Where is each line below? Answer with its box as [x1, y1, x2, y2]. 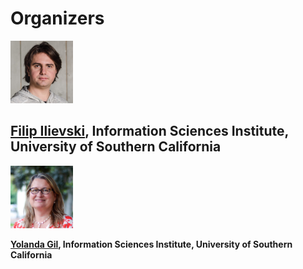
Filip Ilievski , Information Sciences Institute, [10, 123, 289, 140]
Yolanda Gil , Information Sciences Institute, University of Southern [10, 238, 293, 250]
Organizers [10, 7, 105, 30]
